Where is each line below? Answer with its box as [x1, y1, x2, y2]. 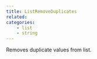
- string [16, 30, 38, 36]
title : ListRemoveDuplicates [6, 8, 77, 15]
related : [6, 14, 27, 20]
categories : [6, 19, 35, 25]
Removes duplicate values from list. [6, 46, 92, 53]
